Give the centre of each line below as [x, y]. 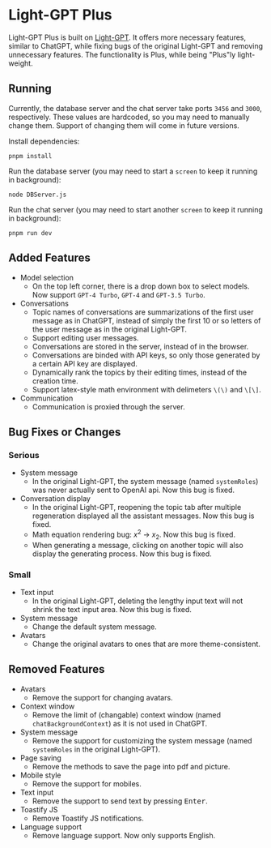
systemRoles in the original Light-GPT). [96, 749]
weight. [21, 63]
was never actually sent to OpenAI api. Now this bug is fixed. [133, 490]
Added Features [50, 258]
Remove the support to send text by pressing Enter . [120, 801]
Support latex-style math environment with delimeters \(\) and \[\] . [146, 389]
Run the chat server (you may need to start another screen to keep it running [135, 209]
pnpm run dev [30, 233]
